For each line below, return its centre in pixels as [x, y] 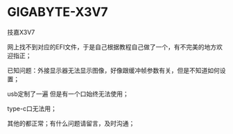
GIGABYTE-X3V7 [58, 12]
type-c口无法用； [32, 108]
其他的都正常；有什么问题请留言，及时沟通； [71, 123]
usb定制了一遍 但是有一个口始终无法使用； [68, 94]
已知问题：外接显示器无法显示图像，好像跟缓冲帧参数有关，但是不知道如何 [113, 70]
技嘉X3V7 [21, 32]
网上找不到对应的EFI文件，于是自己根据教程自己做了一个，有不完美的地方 [112, 47]
